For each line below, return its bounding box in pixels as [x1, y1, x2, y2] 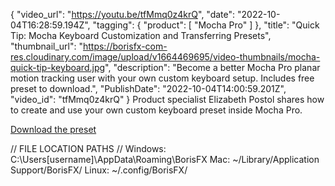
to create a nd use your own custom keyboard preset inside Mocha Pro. [10, 104, 303, 116]
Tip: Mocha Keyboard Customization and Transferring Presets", [10, 30, 272, 41]
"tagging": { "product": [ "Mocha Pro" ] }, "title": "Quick [92, 19, 320, 31]
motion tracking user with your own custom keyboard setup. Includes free [10, 72, 315, 84]
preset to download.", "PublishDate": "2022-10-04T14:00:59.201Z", [10, 83, 287, 94]
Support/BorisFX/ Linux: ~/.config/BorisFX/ [10, 164, 188, 176]
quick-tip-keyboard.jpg [10, 62, 106, 73]
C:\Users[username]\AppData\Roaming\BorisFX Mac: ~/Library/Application [10, 154, 320, 165]
